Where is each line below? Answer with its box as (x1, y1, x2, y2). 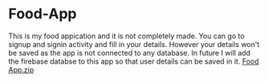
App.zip (8, 64, 35, 74)
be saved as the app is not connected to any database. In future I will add (8, 48, 251, 57)
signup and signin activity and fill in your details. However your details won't (8, 39, 260, 49)
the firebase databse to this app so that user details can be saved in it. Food (8, 57, 259, 66)
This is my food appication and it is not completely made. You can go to (8, 31, 245, 41)
